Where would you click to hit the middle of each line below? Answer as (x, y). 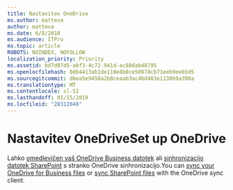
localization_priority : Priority (56, 59)
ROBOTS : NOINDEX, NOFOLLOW (46, 53)
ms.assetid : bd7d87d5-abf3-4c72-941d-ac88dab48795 (82, 65)
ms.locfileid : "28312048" (45, 104)
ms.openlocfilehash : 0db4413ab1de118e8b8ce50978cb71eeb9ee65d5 (101, 72)
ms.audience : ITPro (35, 40)
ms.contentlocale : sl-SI (43, 91)
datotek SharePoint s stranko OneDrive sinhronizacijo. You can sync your (111, 165)
